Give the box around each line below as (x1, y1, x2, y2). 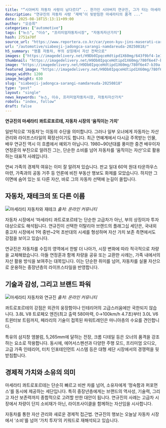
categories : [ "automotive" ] (5, 26, 63, 31)
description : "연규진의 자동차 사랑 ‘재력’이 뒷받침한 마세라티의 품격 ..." (5, 12, 143, 17)
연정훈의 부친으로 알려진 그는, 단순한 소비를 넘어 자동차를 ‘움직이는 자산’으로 (5, 147, 151, 153)
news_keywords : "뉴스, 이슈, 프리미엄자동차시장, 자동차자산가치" (5, 95, 124, 99)
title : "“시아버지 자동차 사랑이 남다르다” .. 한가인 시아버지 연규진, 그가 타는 (5, 7, 149, 12)
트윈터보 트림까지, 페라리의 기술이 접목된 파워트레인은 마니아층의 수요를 (5, 317, 142, 323)
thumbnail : (5, 58, 28, 63)
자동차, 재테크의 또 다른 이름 (5, 192, 85, 200)
